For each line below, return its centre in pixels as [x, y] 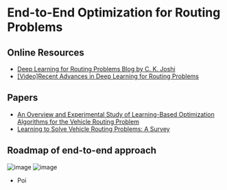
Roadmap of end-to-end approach [82, 151]
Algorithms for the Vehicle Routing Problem [78, 121]
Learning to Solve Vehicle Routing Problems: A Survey [93, 129]
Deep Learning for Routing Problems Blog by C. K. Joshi [96, 69]
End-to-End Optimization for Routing [114, 13]
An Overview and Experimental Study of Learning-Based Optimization [116, 114]
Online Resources [46, 52]
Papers [23, 98]
